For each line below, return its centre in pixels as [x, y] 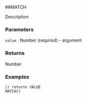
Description [17, 17]
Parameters [19, 29]
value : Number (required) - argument [43, 40]
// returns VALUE [23, 87]
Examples [17, 77]
